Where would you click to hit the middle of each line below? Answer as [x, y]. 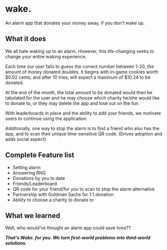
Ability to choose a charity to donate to [53, 200]
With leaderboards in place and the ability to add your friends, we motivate [83, 113]
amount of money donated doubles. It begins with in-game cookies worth [82, 72]
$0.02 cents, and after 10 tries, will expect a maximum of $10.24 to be [78, 77]
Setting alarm [27, 167]
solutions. [16, 243]
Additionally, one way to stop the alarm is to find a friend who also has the [82, 128]
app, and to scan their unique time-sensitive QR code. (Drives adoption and [84, 134]
